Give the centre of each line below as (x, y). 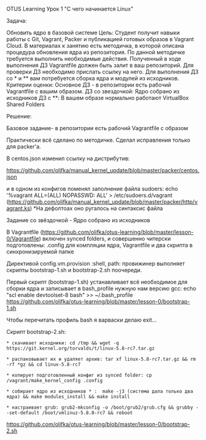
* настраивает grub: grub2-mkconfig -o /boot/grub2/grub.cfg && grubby (100, 407)
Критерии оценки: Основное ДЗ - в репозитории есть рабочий (89, 85)
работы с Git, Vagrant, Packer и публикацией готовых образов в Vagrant (100, 39)
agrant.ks (18, 208)
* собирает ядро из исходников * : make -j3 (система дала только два (100, 392)
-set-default (23, 413)
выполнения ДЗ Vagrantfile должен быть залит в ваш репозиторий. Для (100, 65)
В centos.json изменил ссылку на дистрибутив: (68, 158)
